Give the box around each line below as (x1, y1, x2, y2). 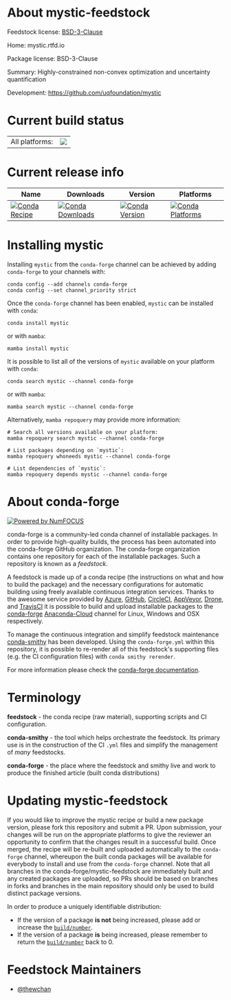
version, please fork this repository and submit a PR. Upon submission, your (7, 823, 222, 831)
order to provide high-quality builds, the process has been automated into (7, 537, 217, 546)
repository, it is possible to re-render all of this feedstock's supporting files (7, 645, 219, 653)
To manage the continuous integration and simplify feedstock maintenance (7, 630, 219, 638)
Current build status (7, 112, 124, 128)
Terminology (7, 689, 81, 705)
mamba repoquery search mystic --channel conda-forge (7, 435, 165, 442)
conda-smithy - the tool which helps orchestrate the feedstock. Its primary (7, 733, 221, 741)
